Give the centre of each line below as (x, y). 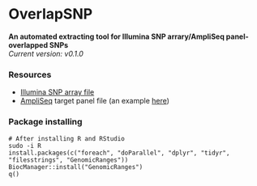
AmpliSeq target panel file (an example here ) (95, 101)
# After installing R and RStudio (67, 138)
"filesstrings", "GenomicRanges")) (69, 160)
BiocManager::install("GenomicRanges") (76, 167)
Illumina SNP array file (57, 92)
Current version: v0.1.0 (46, 53)
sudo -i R (25, 146)
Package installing (45, 122)
